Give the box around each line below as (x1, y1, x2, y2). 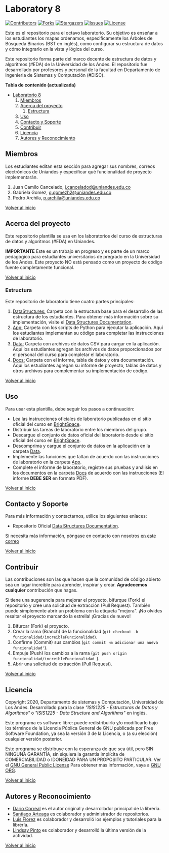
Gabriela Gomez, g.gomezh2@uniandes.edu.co (12, 189, 112, 195)
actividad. (12, 832, 33, 838)
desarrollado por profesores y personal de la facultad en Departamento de (5, 67, 160, 73)
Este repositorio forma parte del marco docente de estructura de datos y (5, 55, 157, 62)
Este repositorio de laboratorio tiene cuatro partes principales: (5, 298, 135, 304)
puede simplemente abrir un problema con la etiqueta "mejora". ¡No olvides (5, 608, 162, 614)
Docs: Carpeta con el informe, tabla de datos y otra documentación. (12, 357, 155, 363)
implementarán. (5, 174, 38, 180)
